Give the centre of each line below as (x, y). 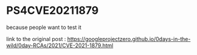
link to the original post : (36, 39)
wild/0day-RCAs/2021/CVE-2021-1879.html (60, 45)
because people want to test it (44, 27)
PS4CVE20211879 (52, 11)
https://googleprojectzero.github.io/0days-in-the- (129, 39)
